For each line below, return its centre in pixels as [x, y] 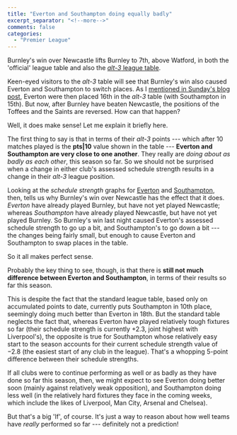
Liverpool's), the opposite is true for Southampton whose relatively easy [112, 337]
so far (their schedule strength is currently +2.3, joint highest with [103, 329]
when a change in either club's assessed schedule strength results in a [111, 169]
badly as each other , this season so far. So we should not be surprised [110, 162]
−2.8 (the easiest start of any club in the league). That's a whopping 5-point [118, 352]
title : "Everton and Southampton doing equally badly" [90, 14]
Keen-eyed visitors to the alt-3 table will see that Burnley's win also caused [117, 81]
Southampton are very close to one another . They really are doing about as [119, 154]
